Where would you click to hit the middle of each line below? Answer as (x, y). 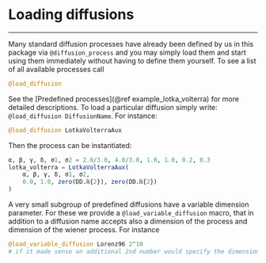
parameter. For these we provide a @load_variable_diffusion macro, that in (131, 213)
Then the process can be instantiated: (70, 145)
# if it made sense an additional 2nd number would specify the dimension (134, 251)
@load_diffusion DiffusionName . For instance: (83, 116)
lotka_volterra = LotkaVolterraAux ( (68, 167)
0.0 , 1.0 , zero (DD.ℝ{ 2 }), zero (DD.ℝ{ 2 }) (90, 182)
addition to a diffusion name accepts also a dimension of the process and (128, 221)
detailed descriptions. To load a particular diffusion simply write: (113, 107)
